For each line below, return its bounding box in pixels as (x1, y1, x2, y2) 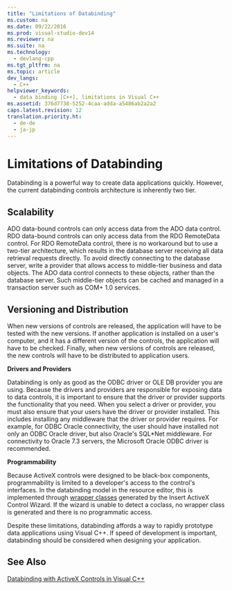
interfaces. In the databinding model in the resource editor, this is (7, 485, 193, 494)
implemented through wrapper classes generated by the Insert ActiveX (7, 493, 210, 501)
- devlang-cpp (13, 55, 54, 62)
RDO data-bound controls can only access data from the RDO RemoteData (7, 232, 220, 240)
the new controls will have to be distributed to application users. (7, 351, 190, 359)
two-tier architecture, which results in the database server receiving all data (7, 247, 224, 255)
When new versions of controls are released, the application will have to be (7, 321, 222, 330)
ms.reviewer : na (7, 36, 54, 43)
